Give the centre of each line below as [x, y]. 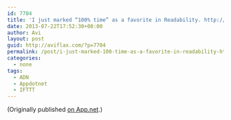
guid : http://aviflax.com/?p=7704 [57, 45]
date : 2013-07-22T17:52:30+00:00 [55, 26]
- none [23, 64]
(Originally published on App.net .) [55, 110]
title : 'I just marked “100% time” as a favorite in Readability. [104, 20]
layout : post [26, 39]
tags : [15, 71]
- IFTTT [24, 90]
